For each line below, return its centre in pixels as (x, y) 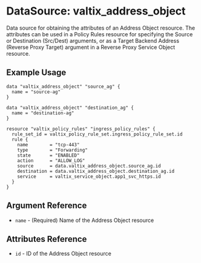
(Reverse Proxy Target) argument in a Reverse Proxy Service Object (91, 47)
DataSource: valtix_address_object (96, 11)
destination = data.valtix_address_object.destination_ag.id (96, 171)
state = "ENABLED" (48, 155)
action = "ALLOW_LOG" (51, 161)
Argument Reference (47, 206)
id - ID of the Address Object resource (63, 254)
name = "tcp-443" (48, 144)
